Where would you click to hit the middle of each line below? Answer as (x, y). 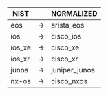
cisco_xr (65, 59)
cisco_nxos (69, 81)
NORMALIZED (74, 13)
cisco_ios (66, 36)
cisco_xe (65, 47)
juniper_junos (73, 70)
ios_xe (21, 47)
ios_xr (20, 59)
